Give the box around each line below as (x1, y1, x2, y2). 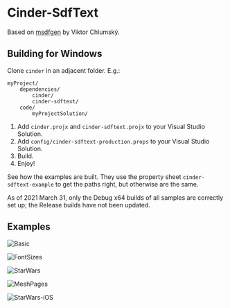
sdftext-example (7, 181, 54, 188)
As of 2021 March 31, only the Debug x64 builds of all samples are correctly (7, 193, 224, 202)
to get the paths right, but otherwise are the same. (55, 180, 199, 188)
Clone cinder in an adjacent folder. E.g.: (7, 66, 121, 74)
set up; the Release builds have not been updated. (7, 200, 150, 209)
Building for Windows (7, 48, 103, 60)
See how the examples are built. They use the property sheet (7, 172, 182, 181)
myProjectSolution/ (32, 110, 89, 117)
